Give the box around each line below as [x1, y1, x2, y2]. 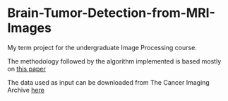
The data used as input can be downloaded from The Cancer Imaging [7, 78, 210, 86]
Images [7, 20, 52, 36]
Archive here [7, 85, 44, 94]
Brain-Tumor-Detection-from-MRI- [7, 5, 215, 21]
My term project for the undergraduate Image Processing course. [7, 43, 198, 52]
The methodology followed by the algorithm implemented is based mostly [7, 57, 222, 65]
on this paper [7, 64, 46, 73]
